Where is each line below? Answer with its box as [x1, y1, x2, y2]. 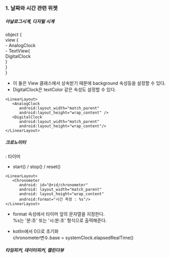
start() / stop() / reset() [12, 163, 61, 169]
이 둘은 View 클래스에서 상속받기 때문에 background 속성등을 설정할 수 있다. [12, 80, 166, 86]
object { [5, 31, 22, 37]
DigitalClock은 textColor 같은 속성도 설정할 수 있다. [12, 86, 116, 93]
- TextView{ [5, 48, 30, 54]
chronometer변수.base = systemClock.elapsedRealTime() [12, 234, 134, 241]
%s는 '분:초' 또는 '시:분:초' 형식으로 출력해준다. [12, 217, 107, 223]
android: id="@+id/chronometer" [18, 182, 88, 187]
